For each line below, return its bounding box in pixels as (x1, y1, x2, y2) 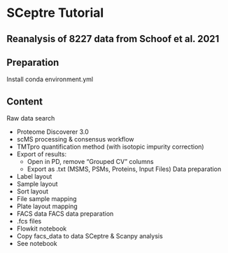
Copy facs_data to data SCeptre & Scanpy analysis (16, 232, 164, 240)
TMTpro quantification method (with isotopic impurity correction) (16, 142, 204, 151)
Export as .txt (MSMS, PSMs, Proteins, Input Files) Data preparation (27, 165, 222, 173)
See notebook (16, 240, 57, 248)
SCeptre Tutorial (6, 5, 104, 21)
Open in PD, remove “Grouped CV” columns (27, 158, 155, 166)
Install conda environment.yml (6, 75, 94, 83)
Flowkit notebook (16, 224, 67, 233)
